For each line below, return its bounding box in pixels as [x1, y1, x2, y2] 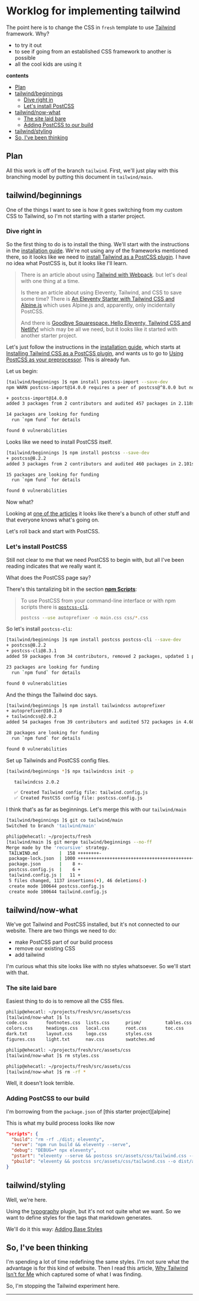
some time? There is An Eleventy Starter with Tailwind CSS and [20, 295, 175, 302]
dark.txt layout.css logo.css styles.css [6, 1031, 152, 1037]
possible [14, 54, 36, 61]
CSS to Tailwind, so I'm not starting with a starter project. [6, 212, 146, 220]
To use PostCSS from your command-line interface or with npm [20, 597, 176, 604]
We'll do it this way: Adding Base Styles [6, 1225, 102, 1232]
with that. [6, 969, 29, 976]
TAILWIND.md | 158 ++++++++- [8, 850, 102, 856]
